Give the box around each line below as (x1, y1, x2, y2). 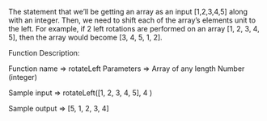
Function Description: (8, 48, 80, 57)
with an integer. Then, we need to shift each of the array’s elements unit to (8, 15, 256, 25)
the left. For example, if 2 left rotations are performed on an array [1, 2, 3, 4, (8, 24, 261, 33)
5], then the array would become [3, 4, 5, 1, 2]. (8, 32, 163, 42)
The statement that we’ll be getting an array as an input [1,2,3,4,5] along (8, 7, 248, 16)
